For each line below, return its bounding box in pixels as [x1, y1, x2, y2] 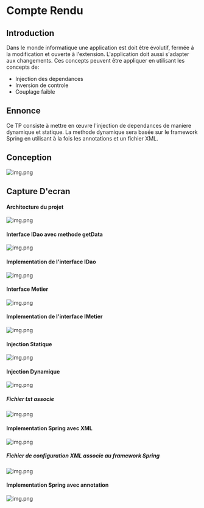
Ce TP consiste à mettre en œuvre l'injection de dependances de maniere [6, 122, 192, 129]
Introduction [6, 28, 55, 38]
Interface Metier [6, 285, 49, 293]
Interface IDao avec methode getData [6, 231, 104, 238]
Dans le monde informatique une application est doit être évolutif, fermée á [6, 44, 194, 51]
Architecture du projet [6, 203, 64, 211]
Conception [6, 153, 52, 163]
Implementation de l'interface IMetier [6, 313, 103, 320]
